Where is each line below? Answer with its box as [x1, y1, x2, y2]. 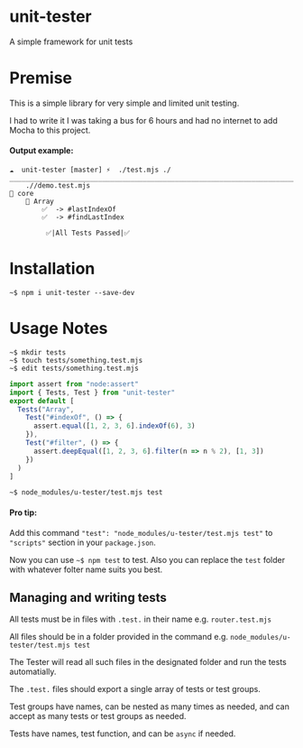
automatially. [9, 666, 57, 678]
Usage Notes [9, 319, 108, 339]
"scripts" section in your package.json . [9, 537, 156, 548]
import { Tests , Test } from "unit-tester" [9, 388, 176, 397]
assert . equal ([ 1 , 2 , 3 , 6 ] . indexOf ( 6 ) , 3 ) [32, 421, 196, 430]
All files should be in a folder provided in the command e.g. [9, 632, 228, 642]
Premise [9, 68, 73, 88]
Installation [9, 259, 96, 279]
